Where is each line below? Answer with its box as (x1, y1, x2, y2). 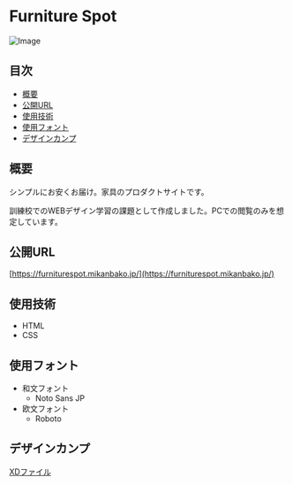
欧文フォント (21, 404, 69, 413)
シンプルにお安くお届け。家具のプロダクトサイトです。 (9, 186, 209, 196)
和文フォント (21, 383, 69, 393)
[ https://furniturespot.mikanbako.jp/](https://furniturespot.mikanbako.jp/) (9, 268, 275, 280)
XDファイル (9, 466, 51, 477)
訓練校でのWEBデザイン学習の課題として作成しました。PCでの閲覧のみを (9, 205, 277, 216)
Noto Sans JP (34, 393, 86, 404)
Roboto (34, 413, 62, 424)
